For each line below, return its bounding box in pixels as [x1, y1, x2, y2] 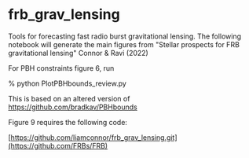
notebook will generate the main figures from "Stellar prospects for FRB [8, 39, 240, 49]
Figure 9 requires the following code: [8, 117, 128, 127]
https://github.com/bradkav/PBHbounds [8, 102, 137, 112]
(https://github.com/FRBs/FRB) [8, 141, 108, 150]
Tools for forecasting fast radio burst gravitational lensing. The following [8, 31, 242, 41]
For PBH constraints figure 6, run [8, 63, 115, 72]
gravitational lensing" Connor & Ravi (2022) [8, 48, 149, 57]
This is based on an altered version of [8, 94, 130, 103]
